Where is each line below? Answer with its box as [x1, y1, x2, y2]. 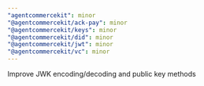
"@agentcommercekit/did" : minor [7, 33, 113, 41]
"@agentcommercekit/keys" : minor [7, 26, 117, 34]
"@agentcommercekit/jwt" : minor [7, 41, 113, 48]
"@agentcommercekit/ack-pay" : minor [7, 19, 128, 27]
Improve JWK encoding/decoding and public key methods [7, 70, 196, 78]
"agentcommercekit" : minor [7, 11, 96, 20]
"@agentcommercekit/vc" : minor [7, 48, 110, 56]
